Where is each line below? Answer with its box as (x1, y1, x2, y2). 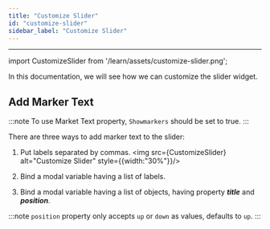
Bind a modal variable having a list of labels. (19, 172, 166, 182)
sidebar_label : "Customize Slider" (8, 27, 128, 35)
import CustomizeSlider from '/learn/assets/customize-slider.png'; (8, 56, 227, 66)
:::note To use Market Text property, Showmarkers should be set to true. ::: (8, 117, 249, 126)
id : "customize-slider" (8, 19, 88, 27)
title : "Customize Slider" (8, 11, 99, 20)
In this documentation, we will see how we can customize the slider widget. (8, 72, 259, 81)
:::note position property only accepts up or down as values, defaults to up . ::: (8, 211, 261, 221)
